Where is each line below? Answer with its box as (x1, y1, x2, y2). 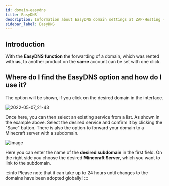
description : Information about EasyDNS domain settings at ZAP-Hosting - (5, 17, 165, 22)
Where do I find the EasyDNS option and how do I (5, 73, 162, 82)
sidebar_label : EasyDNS (5, 21, 55, 27)
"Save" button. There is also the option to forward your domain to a (5, 124, 144, 131)
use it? (5, 81, 27, 89)
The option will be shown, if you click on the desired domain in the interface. (5, 94, 163, 101)
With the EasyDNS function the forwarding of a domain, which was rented (5, 53, 159, 59)
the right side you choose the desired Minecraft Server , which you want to (5, 154, 160, 161)
